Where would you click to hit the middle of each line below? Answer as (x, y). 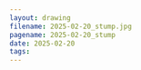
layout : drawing (40, 18)
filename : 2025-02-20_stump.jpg (70, 26)
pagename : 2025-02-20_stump (63, 35)
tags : (20, 52)
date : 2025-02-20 (42, 43)
